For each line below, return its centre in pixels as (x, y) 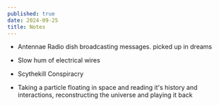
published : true (31, 14)
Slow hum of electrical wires (59, 60)
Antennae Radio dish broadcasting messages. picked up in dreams (115, 47)
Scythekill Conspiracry (51, 74)
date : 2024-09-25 (33, 20)
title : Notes (26, 27)
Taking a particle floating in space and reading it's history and (107, 88)
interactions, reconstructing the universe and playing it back (105, 95)
